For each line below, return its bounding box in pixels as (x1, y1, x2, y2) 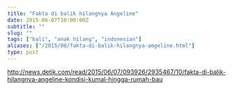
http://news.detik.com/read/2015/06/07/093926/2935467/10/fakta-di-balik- (7, 67, 226, 76)
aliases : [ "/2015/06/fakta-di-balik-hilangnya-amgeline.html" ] (7, 42, 195, 49)
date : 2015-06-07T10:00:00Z (7, 17, 89, 24)
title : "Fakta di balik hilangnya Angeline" (7, 10, 139, 17)
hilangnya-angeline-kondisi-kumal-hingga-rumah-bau (7, 75, 163, 83)
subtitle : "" (7, 23, 45, 30)
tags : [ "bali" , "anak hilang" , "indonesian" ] (7, 36, 142, 43)
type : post (7, 49, 39, 56)
